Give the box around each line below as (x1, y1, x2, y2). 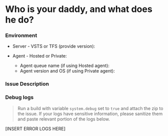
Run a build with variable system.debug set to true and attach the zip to (17, 105, 163, 111)
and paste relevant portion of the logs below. (17, 116, 110, 122)
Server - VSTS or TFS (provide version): (12, 43, 95, 49)
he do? (5, 14, 34, 25)
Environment (5, 32, 38, 39)
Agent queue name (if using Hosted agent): (20, 62, 110, 68)
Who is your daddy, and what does (5, 3, 153, 15)
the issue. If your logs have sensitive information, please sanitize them (17, 110, 163, 116)
